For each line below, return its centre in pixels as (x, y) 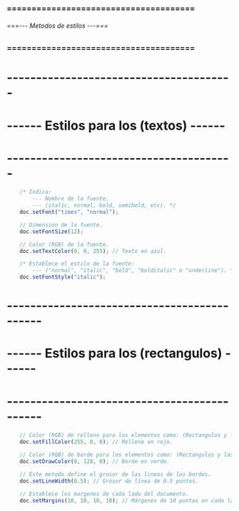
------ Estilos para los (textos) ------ (116, 125)
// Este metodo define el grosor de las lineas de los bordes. (116, 474)
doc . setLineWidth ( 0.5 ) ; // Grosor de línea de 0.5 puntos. (109, 481)
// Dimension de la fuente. (61, 224)
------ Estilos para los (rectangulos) (115, 353)
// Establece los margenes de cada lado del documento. (105, 494)
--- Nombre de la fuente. (71, 199)
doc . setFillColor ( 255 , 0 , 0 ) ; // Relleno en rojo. (96, 442)
